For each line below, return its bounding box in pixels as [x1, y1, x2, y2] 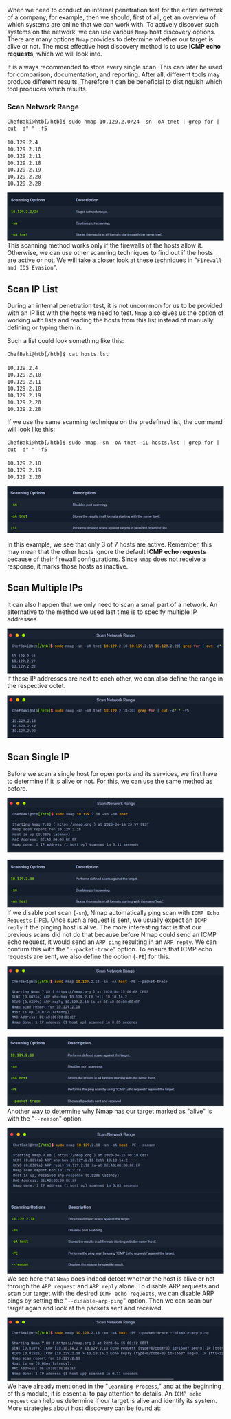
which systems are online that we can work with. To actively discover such [7, 21, 219, 28]
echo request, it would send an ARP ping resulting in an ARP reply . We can [7, 938, 217, 946]
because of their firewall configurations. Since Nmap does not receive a [7, 555, 206, 563]
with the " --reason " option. [7, 1114, 84, 1123]
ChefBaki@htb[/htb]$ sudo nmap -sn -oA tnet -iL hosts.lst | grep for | [7, 439, 220, 446]
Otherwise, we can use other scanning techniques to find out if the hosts [7, 249, 214, 257]
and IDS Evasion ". [7, 263, 58, 272]
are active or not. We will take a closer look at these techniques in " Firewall [7, 256, 222, 264]
